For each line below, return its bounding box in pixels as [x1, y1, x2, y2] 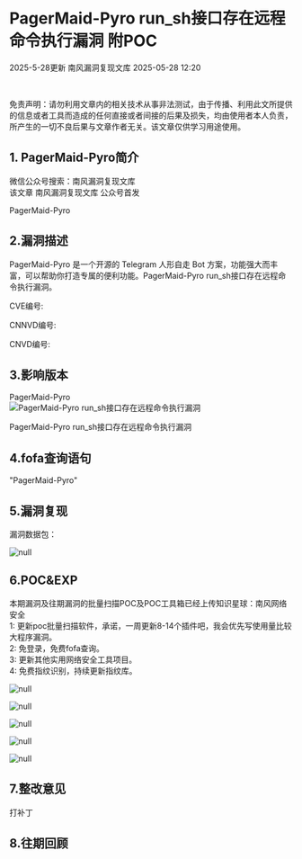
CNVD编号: [9, 338, 51, 349]
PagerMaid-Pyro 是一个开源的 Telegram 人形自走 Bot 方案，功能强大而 [9, 258, 271, 270]
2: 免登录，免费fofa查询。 [9, 642, 105, 653]
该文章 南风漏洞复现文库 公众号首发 [9, 186, 140, 198]
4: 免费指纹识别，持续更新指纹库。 [9, 665, 138, 676]
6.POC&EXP [9, 573, 78, 588]
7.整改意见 [9, 782, 67, 797]
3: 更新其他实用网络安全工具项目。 [9, 654, 138, 665]
